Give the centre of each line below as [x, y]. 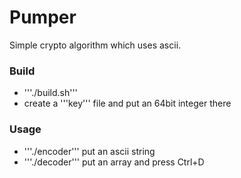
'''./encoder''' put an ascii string [89, 151]
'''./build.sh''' [50, 93]
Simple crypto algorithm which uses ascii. [95, 45]
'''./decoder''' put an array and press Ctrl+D [114, 162]
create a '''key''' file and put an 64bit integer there [127, 103]
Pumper [43, 17]
